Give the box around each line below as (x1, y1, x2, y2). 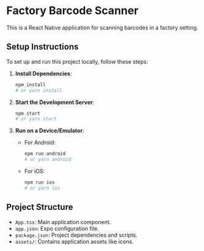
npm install (15, 81, 46, 88)
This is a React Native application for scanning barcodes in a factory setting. (6, 24, 199, 31)
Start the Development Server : (15, 99, 95, 106)
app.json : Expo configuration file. (15, 225, 99, 232)
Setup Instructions (6, 42, 79, 52)
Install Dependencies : (15, 70, 72, 77)
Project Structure (6, 202, 73, 212)
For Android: (24, 139, 56, 146)
